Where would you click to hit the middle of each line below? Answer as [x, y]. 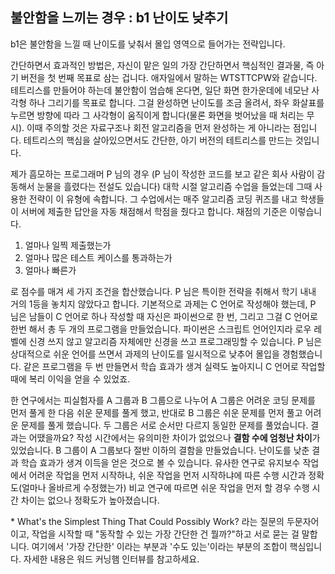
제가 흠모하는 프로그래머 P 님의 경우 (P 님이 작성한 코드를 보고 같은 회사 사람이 [162, 174]
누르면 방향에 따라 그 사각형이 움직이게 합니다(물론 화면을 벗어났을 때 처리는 [157, 115]
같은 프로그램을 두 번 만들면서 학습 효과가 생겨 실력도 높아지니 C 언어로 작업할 [174, 366]
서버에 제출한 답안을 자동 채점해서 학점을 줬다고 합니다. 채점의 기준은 [154, 211]
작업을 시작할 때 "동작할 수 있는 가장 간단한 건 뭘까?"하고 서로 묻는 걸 [165, 534]
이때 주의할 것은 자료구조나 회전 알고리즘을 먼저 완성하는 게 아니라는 [158, 127]
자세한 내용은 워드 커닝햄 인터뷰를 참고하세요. [111, 559]
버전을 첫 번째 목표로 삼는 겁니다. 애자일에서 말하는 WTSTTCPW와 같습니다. [169, 77]
